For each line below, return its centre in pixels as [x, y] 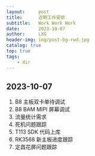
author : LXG [26, 34]
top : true [19, 51]
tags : [13, 57]
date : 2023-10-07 [36, 29]
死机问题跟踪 [30, 125]
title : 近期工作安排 [36, 17]
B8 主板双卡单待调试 [40, 102]
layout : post [28, 12]
